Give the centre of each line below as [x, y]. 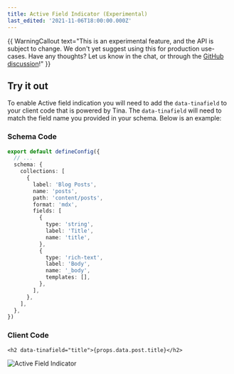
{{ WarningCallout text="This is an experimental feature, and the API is [111, 41]
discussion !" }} [29, 63]
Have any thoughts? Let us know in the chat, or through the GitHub [126, 56]
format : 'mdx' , [55, 204]
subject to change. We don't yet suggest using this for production [103, 48]
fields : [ [47, 211]
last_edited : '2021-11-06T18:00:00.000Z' [70, 21]
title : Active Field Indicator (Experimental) [78, 14]
